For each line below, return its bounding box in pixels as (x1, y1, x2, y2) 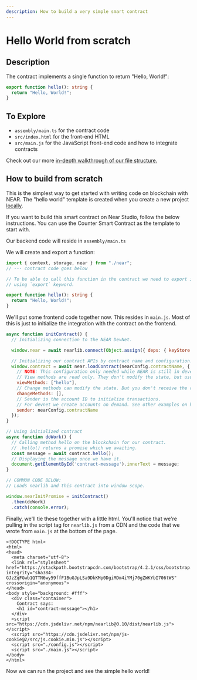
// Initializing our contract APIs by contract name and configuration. (11, 358, 193, 364)
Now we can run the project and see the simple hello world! (6, 667, 150, 674)
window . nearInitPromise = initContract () (6, 493, 109, 499)
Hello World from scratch (6, 33, 131, 47)
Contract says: (16, 600, 54, 607)
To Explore (6, 111, 46, 121)
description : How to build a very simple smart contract (6, 8, 148, 15)
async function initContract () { (6, 331, 88, 337)
